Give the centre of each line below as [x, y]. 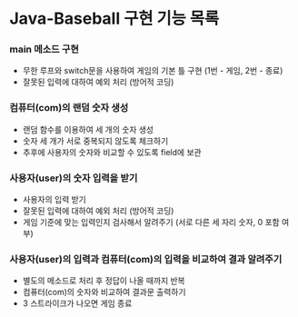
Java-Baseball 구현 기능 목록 [114, 19]
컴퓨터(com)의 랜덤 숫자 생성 [69, 108]
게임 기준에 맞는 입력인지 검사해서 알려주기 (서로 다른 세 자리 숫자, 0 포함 [151, 223]
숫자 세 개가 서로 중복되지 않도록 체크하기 [95, 141]
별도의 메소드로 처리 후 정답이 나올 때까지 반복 [104, 281]
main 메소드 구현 [45, 49]
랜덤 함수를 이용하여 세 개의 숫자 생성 [88, 129]
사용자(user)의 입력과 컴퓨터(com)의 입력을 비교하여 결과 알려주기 [146, 259]
